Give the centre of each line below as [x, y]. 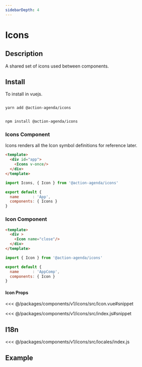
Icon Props [17, 292]
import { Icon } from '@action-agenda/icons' [54, 258]
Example [19, 358]
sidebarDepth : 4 [22, 10]
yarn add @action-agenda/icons [38, 108]
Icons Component [28, 135]
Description [24, 54]
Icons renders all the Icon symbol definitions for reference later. [71, 146]
